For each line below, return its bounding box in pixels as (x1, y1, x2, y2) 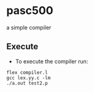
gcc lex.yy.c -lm (6, 74, 51, 81)
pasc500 (6, 4, 53, 18)
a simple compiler (6, 24, 52, 31)
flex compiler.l (6, 69, 48, 76)
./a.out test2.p (6, 80, 48, 86)
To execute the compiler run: (15, 57, 88, 65)
